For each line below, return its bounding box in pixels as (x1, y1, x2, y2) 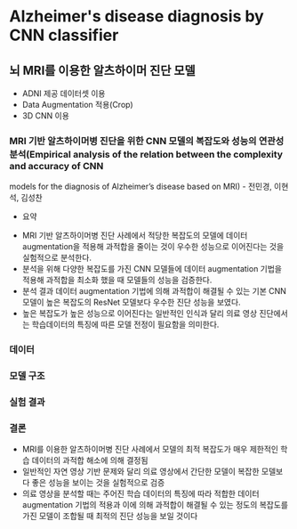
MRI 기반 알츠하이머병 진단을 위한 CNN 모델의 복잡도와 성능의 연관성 (9, 134, 285, 147)
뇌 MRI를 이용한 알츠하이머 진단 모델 (9, 62, 196, 77)
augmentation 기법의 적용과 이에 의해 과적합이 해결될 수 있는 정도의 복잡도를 (21, 500, 289, 510)
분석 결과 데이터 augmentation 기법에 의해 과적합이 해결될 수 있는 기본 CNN (21, 286, 287, 297)
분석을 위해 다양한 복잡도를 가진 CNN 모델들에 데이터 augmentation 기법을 (21, 264, 283, 274)
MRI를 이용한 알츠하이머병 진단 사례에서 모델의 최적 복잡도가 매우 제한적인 (21, 444, 278, 455)
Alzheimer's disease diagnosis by (9, 6, 264, 27)
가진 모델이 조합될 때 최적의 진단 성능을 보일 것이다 (21, 510, 198, 522)
